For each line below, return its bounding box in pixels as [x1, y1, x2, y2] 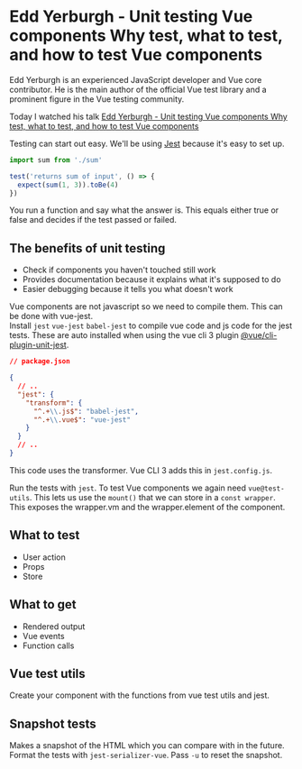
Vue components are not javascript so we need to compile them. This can [9, 301, 283, 312]
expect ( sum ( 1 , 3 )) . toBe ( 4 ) [17, 180, 119, 189]
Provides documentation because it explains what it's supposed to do [22, 274, 281, 285]
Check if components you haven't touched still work [22, 264, 216, 276]
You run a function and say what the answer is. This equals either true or [9, 205, 279, 215]
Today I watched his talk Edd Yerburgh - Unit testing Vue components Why [9, 111, 288, 122]
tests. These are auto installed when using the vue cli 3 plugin [9, 330, 239, 341]
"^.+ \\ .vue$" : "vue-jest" [32, 415, 131, 425]
